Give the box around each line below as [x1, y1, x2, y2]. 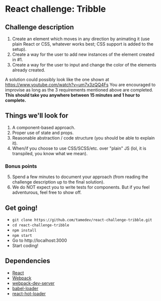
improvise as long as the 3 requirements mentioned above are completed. [5, 87, 153, 93]
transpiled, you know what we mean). [12, 150, 88, 156]
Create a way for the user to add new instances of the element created [12, 51, 155, 57]
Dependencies [5, 257, 50, 265]
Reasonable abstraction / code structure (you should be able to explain [12, 135, 155, 140]
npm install [12, 228, 37, 233]
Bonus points [5, 162, 38, 169]
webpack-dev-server [12, 280, 55, 286]
